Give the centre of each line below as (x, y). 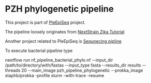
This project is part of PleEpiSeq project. (45, 22)
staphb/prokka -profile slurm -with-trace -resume (54, 75)
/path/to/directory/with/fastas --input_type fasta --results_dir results (73, 65)
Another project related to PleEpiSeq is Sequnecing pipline (63, 41)
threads (13, 70)
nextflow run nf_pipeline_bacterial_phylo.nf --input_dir (59, 60)
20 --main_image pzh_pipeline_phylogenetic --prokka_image (82, 70)
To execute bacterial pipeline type (39, 50)
